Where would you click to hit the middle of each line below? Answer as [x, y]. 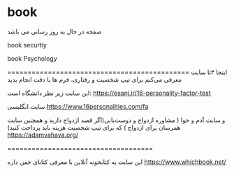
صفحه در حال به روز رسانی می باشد [54, 31]
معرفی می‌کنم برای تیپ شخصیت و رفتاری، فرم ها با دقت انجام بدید [94, 79]
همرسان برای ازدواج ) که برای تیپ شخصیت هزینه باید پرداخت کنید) [94, 127]
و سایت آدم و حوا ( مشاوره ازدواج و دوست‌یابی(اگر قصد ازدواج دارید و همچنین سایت [116, 120]
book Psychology [32, 58]
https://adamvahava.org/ [43, 135]
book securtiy [27, 45]
